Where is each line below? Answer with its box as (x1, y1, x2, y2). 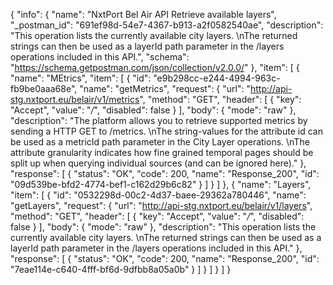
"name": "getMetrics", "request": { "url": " (79, 83, 251, 94)
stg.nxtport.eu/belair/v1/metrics (10, 94, 140, 105)
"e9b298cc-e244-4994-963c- (153, 72, 281, 84)
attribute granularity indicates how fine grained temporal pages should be (10, 147, 314, 158)
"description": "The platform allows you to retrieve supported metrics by (10, 115, 308, 126)
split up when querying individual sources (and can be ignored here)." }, (10, 157, 307, 169)
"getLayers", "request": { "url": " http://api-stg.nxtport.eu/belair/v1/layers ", (10, 200, 313, 211)
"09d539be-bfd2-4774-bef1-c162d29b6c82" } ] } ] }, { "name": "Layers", (10, 179, 312, 190)
